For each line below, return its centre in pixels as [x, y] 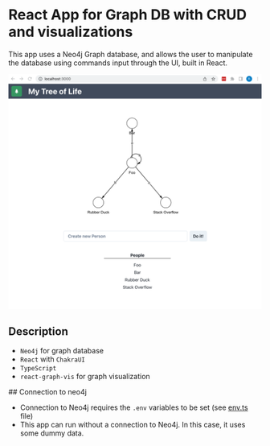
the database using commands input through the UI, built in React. [118, 63]
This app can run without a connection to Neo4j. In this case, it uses [133, 425]
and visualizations [71, 32]
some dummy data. [52, 433]
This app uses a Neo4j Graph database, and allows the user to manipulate [131, 54]
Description [38, 331]
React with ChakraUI [53, 359]
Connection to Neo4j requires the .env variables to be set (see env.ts [134, 407]
